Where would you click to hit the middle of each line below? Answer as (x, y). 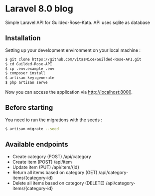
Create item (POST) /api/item (42, 162)
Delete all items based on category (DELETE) (58, 183)
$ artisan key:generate (30, 78)
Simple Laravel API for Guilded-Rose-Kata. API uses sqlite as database (78, 22)
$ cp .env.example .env (30, 69)
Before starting (29, 108)
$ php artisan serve (27, 83)
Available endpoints (37, 144)
